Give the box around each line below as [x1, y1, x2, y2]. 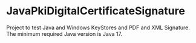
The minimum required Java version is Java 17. [6, 30, 123, 37]
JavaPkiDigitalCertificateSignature [6, 4, 186, 18]
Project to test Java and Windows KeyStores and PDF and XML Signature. [6, 24, 191, 31]
